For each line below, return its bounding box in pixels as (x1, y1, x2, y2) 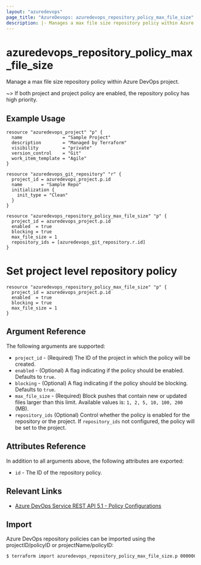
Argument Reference (6, 327, 86, 337)
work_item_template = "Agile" (11, 156, 87, 162)
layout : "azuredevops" (6, 8, 63, 15)
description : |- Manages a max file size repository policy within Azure (6, 20, 194, 26)
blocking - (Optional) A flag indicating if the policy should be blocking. (14, 379, 188, 387)
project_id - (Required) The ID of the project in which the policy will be (14, 354, 191, 361)
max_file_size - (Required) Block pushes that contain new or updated (14, 392, 187, 399)
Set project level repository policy (6, 265, 178, 278)
